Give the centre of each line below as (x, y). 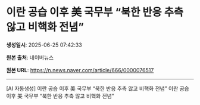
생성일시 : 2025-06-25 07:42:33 (44, 45)
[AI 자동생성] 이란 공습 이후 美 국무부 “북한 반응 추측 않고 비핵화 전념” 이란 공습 (98, 88)
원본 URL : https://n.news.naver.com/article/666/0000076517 (80, 70)
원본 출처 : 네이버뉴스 (30, 57)
